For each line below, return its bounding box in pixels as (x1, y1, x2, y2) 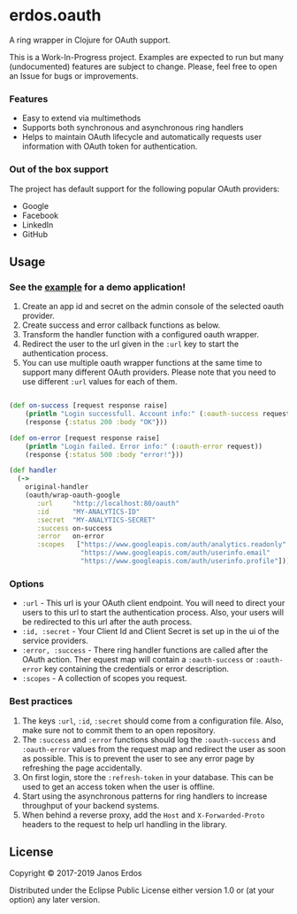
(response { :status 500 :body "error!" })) (25, 450, 184, 459)
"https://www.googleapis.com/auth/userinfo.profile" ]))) (80, 557, 294, 566)
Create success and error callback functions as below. (21, 320, 221, 330)
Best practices (9, 695, 73, 708)
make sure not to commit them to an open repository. (21, 724, 216, 735)
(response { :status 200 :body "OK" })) (25, 417, 168, 426)
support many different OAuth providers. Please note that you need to (21, 367, 277, 377)
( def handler (9, 466, 57, 475)
